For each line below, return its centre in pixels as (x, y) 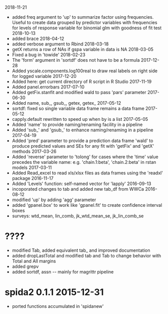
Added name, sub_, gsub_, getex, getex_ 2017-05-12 (67, 103)
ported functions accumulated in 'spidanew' (58, 306)
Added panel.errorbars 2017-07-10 (48, 87)
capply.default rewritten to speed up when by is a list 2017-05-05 (80, 119)
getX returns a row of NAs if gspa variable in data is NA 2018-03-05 (83, 49)
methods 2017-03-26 (34, 151)
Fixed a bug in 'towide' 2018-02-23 (49, 55)
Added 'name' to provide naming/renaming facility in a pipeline (77, 124)
